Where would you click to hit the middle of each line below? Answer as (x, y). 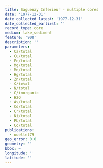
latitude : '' (19, 158)
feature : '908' (21, 38)
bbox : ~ (13, 149)
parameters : (17, 47)
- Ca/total (21, 51)
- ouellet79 (22, 135)
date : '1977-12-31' (25, 14)
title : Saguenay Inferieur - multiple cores (52, 10)
